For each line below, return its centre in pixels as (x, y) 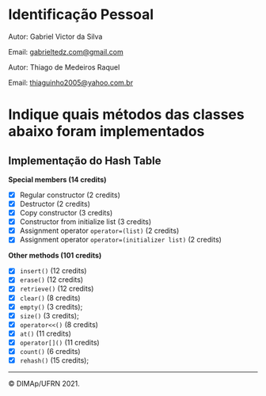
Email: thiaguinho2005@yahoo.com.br (70, 82)
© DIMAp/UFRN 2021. (44, 383)
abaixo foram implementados (106, 131)
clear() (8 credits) (50, 298)
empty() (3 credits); (51, 307)
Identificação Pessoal (81, 15)
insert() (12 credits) (53, 271)
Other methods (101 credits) (55, 256)
